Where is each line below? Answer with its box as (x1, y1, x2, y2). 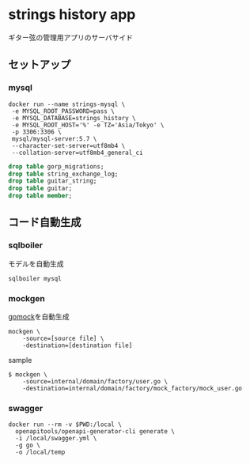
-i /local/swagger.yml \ (15, 435, 97, 443)
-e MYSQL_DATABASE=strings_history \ (11, 114, 136, 122)
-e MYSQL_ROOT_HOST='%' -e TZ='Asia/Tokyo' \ (11, 121, 165, 129)
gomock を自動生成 (8, 311, 70, 321)
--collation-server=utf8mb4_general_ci (11, 149, 144, 157)
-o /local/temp (15, 448, 66, 456)
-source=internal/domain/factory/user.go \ (22, 377, 169, 385)
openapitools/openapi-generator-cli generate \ (15, 428, 176, 436)
